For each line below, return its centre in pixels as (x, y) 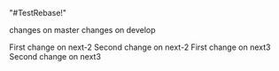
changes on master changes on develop (83, 30)
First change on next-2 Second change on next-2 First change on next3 (140, 47)
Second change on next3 (55, 56)
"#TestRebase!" (38, 13)
